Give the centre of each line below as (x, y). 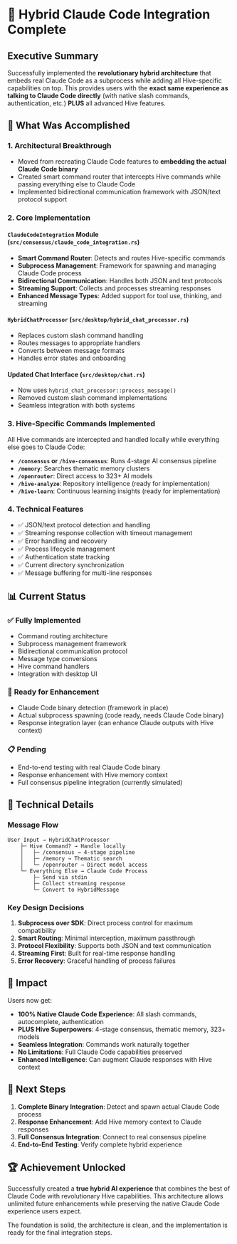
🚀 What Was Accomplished (69, 126)
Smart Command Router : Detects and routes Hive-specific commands (121, 258)
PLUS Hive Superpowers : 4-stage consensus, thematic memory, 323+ (122, 1029)
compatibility (37, 931)
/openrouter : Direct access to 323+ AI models (85, 475)
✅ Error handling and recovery (62, 541)
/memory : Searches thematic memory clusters (84, 468)
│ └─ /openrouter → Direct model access (84, 865)
